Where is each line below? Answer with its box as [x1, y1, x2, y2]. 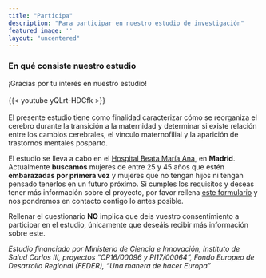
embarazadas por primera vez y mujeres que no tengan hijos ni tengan [8, 170, 244, 180]
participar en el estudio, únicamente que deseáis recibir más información [8, 220, 249, 229]
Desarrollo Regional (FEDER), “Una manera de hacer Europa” [8, 260, 212, 270]
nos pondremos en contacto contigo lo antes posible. [8, 196, 184, 205]
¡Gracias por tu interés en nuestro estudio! [8, 78, 148, 88]
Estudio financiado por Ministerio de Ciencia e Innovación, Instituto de [8, 244, 240, 253]
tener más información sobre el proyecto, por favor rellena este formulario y [8, 187, 258, 197]
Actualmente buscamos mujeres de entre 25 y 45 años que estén [8, 161, 225, 172]
